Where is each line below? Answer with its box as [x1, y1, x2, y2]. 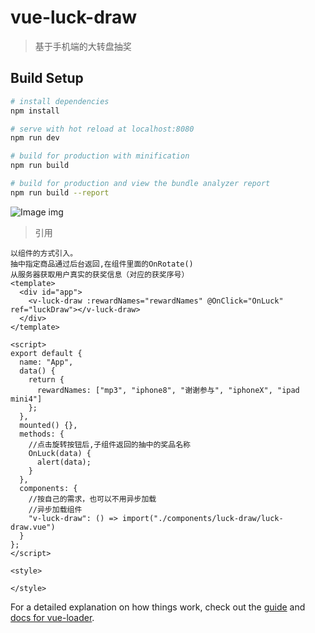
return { [28, 374, 65, 385]
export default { [10, 348, 83, 358]
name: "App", [19, 357, 74, 367]
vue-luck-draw [10, 6, 137, 29]
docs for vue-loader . [10, 611, 95, 623]
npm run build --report [10, 187, 110, 198]
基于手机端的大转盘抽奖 [34, 40, 132, 52]
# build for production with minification [10, 151, 190, 161]
